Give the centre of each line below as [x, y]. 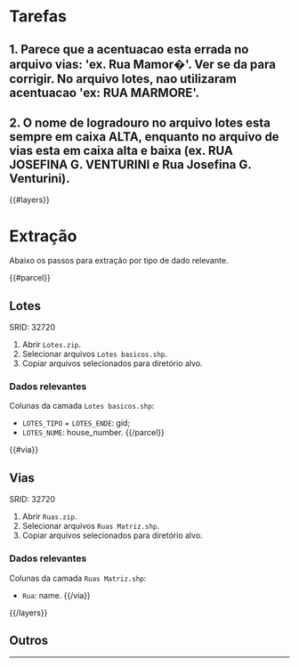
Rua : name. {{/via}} [56, 595]
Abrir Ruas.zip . [49, 517]
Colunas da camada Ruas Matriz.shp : [78, 578]
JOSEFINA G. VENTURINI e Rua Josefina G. [130, 164]
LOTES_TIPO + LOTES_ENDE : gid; [76, 423]
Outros [29, 640]
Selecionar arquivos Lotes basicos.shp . [94, 354]
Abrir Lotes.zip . [52, 345]
